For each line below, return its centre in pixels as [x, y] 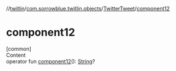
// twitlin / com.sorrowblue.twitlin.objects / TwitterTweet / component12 [88, 9]
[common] [19, 49]
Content [16, 55]
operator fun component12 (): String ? [51, 61]
